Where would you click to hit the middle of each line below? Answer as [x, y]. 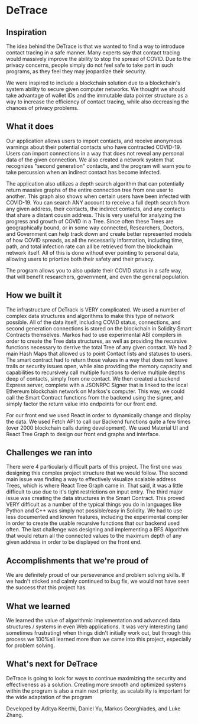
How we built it [34, 295]
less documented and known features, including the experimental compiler [97, 517]
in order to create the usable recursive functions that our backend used [93, 523]
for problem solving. [31, 645]
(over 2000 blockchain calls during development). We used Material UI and [98, 428]
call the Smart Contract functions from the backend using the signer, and [95, 397]
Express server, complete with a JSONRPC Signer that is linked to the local [97, 385]
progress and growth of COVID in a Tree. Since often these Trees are [90, 221]
